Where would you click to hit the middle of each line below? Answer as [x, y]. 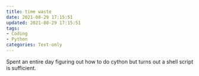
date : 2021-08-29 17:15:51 [40, 17]
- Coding [17, 34]
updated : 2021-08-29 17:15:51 [44, 23]
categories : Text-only [34, 45]
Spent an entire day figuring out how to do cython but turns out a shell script [100, 61]
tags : [13, 28]
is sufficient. [21, 68]
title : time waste [29, 12]
